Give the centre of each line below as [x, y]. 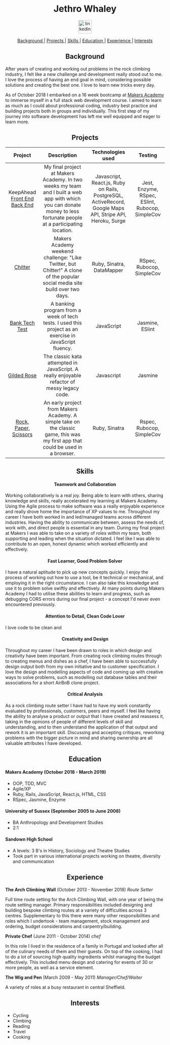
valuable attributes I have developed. [44, 743]
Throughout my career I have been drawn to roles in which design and [78, 650]
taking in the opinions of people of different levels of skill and [69, 722]
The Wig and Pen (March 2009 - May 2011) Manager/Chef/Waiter [74, 977]
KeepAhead [22, 192]
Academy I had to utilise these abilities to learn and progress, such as [78, 594]
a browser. [62, 453]
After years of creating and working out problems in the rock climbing [78, 68]
